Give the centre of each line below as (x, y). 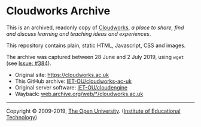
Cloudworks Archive (58, 11)
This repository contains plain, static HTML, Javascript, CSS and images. (96, 45)
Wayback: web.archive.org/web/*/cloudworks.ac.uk (79, 94)
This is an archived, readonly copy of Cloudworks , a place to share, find (95, 27)
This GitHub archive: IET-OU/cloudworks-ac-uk (73, 81)
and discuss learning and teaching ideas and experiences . (79, 33)
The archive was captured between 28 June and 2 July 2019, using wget (95, 57)
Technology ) (22, 117)
